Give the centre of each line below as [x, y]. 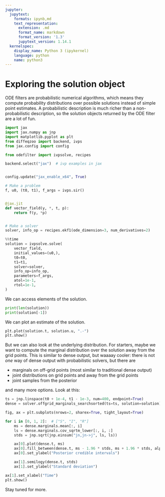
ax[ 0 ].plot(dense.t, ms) [39, 444]
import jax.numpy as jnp [30, 132]
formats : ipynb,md [33, 19]
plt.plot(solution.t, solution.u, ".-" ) [47, 331]
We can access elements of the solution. [46, 299]
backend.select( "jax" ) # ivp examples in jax [54, 164]
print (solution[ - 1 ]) [26, 313]
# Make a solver [22, 226]
